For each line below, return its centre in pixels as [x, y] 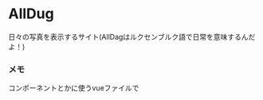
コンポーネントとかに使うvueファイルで [74, 88]
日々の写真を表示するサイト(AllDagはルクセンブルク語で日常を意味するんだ [132, 37]
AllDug [31, 14]
